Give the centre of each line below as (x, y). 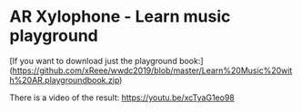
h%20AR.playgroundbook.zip (65, 79)
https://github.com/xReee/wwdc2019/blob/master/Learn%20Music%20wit (152, 70)
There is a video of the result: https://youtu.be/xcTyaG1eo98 (122, 98)
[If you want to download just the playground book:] (106, 61)
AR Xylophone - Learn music (120, 17)
